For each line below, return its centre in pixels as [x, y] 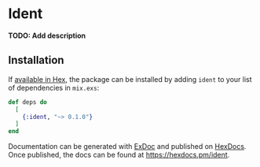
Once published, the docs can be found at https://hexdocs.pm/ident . [119, 155]
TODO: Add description [47, 35]
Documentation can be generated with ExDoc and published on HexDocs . [127, 147]
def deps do [27, 102]
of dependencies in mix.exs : [54, 87]
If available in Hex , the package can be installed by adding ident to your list [130, 79]
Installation [36, 60]
